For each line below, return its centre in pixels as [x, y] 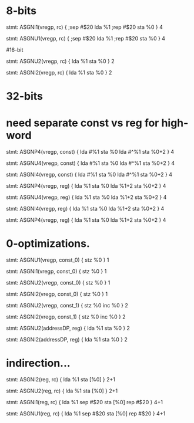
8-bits [21, 11]
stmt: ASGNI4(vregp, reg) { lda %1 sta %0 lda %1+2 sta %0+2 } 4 [85, 209]
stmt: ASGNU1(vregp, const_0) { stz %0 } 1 [58, 260]
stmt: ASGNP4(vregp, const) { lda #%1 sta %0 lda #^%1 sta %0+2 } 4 [90, 152]
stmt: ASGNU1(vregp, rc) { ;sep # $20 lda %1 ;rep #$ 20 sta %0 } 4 [86, 38]
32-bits [24, 97]
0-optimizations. [48, 244]
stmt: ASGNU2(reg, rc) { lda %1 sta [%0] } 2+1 [62, 391]
